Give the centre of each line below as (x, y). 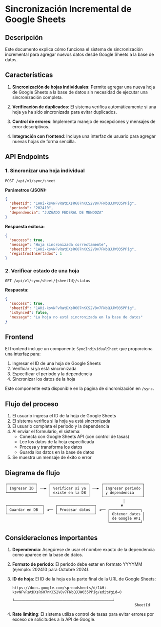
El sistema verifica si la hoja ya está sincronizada (61, 421)
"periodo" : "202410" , (31, 208)
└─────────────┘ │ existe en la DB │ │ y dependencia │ (75, 493)
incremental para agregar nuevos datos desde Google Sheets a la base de (80, 54)
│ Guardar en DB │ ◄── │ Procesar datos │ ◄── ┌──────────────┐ (74, 510)
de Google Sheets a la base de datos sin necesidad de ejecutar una (80, 92)
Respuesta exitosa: (25, 226)
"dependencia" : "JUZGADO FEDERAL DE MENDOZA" (57, 213)
